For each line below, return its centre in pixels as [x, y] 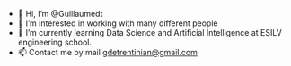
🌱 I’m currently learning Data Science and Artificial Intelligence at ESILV [150, 33]
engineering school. [55, 42]
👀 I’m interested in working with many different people [118, 23]
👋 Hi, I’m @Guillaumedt [60, 14]
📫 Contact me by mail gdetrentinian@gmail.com [107, 52]
